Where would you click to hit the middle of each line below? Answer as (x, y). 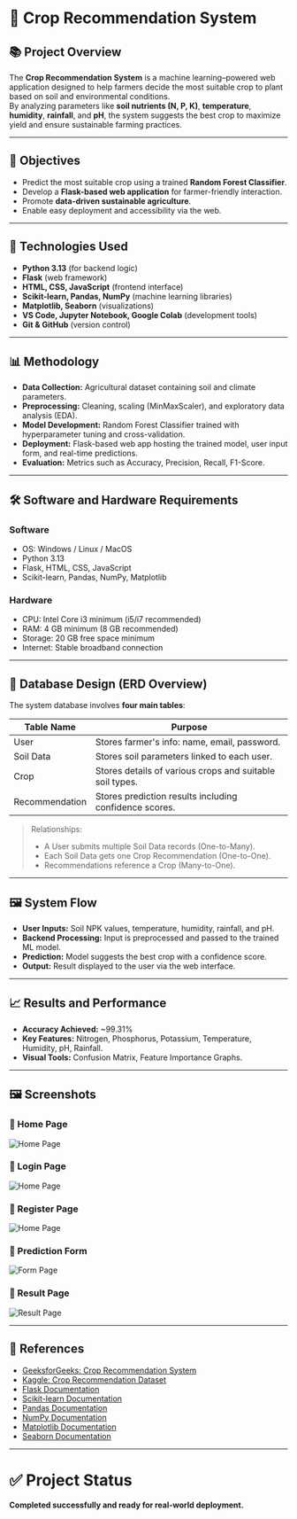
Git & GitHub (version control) (76, 324)
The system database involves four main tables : (97, 705)
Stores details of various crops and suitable (185, 771)
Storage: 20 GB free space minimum (88, 638)
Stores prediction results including (166, 797)
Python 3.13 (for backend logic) (80, 268)
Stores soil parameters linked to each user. (184, 757)
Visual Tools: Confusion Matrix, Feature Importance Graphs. (132, 1057)
